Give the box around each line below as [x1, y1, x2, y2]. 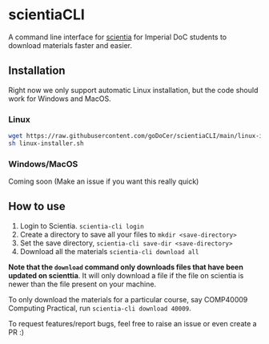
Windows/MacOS [8, 158, 78, 169]
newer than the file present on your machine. [8, 279, 157, 289]
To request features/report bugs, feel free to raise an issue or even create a [8, 318, 258, 328]
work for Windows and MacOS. [8, 94, 111, 103]
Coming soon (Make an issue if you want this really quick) [8, 176, 199, 186]
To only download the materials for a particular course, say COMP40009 [8, 294, 248, 304]
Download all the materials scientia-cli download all [19, 246, 199, 256]
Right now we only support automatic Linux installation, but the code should [8, 85, 259, 95]
